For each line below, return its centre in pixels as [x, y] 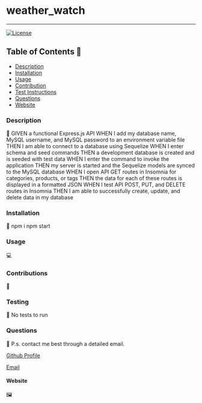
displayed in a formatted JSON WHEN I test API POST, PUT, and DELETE [96, 185]
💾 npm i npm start [28, 226]
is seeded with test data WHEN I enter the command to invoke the [88, 159]
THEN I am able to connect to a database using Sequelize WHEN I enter [95, 146]
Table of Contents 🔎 [44, 52]
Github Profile [23, 355]
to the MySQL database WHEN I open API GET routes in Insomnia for [91, 172]
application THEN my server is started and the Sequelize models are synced [101, 166]
